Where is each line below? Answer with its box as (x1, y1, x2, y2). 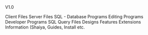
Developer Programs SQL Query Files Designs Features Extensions (5, 19, 142, 25)
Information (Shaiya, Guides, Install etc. (5, 24, 85, 30)
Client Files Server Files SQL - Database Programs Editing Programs (5, 14, 144, 19)
